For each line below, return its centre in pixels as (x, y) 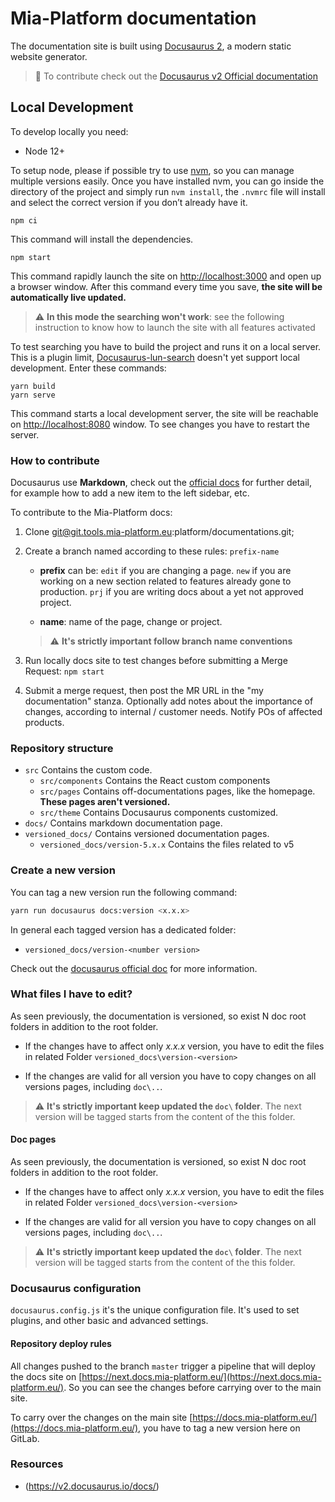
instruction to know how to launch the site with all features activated (175, 327)
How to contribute (55, 460)
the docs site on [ (46, 1376)
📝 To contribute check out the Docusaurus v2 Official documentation (176, 76)
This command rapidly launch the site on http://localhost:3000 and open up (166, 276)
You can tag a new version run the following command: (124, 892)
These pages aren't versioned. (105, 802)
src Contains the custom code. (88, 770)
